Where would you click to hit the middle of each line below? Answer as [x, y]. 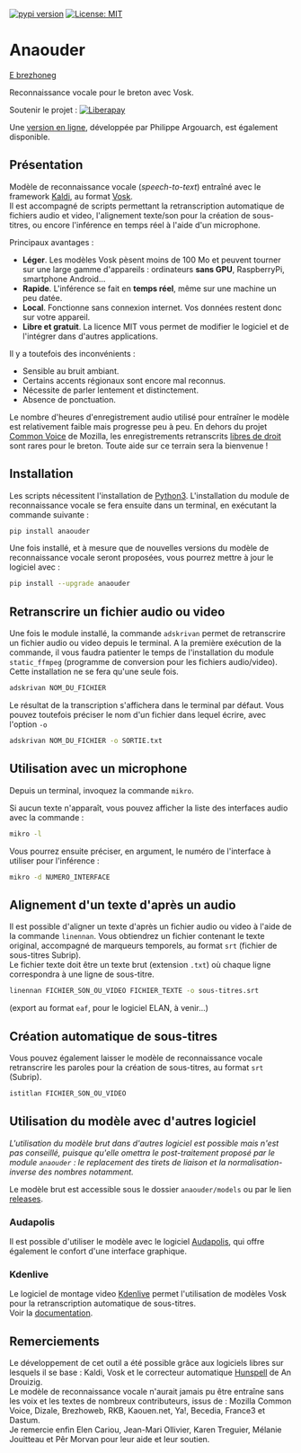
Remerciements [55, 1341]
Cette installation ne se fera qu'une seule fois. [94, 672]
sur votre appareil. [56, 317]
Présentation [46, 165]
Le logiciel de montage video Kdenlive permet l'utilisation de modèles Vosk [148, 1294]
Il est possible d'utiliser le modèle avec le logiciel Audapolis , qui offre [137, 1241]
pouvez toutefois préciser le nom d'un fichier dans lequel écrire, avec [138, 715]
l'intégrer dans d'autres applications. [90, 336]
